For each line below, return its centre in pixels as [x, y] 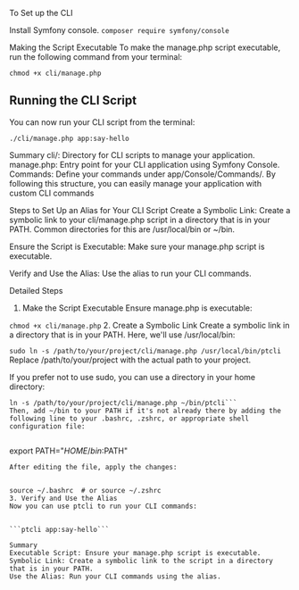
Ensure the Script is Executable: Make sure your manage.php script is [137, 246]
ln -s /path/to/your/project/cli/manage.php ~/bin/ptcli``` [124, 403]
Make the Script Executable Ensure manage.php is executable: [137, 308]
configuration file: [48, 426]
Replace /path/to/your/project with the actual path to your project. [130, 360]
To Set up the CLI [41, 13]
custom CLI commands [52, 193]
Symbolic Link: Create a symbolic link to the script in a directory [141, 561]
